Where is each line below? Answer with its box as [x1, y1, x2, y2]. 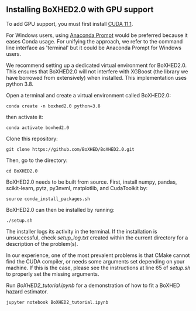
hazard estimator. [6, 288, 49, 295]
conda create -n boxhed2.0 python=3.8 [6, 103, 101, 109]
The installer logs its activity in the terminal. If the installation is [6, 228, 157, 235]
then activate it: [6, 113, 44, 120]
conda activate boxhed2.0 [6, 124, 69, 131]
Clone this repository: [6, 135, 59, 142]
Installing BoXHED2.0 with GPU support [6, 5, 154, 15]
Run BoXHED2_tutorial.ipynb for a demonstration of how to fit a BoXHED [6, 282, 180, 289]
